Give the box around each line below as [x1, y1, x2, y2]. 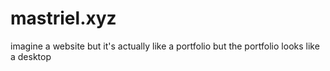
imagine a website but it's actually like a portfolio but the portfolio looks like [10, 40, 320, 52]
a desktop [10, 50, 52, 62]
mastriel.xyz [10, 7, 117, 30]
